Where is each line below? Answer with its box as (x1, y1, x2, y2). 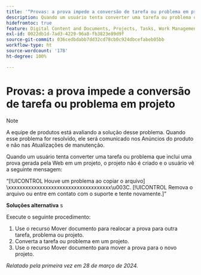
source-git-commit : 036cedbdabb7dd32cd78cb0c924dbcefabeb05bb (6, 37, 165, 43)
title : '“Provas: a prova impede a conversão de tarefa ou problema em (6, 8, 188, 15)
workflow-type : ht (6, 43, 52, 49)
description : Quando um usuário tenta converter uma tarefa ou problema (6, 14, 191, 20)
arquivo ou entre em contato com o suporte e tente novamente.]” (6, 190, 166, 197)
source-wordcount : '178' (6, 48, 68, 54)
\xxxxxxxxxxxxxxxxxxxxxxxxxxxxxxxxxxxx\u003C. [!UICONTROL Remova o (6, 183, 193, 191)
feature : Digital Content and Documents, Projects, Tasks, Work (6, 25, 170, 32)
